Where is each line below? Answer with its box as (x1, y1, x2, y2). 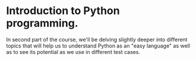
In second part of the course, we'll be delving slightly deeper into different (6, 36, 188, 43)
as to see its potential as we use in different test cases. (6, 48, 141, 55)
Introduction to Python (6, 4, 120, 18)
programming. (6, 16, 78, 30)
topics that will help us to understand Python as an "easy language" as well (6, 42, 190, 49)
